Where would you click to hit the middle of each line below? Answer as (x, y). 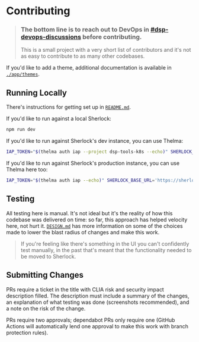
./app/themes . (23, 74)
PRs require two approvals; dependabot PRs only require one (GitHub (91, 320)
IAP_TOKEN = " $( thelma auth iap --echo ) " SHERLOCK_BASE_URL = (81, 181)
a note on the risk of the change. (46, 308)
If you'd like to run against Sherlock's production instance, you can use (93, 163)
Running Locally (36, 92)
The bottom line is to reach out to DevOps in (85, 30)
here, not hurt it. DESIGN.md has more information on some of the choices (94, 226)
